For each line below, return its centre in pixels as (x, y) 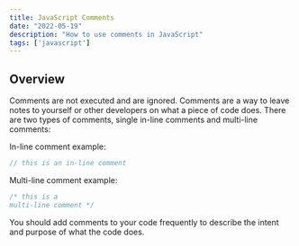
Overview (37, 79)
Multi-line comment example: (63, 180)
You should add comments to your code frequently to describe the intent (144, 222)
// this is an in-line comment (68, 163)
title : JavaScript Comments (62, 18)
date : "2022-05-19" (46, 26)
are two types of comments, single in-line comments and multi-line (134, 120)
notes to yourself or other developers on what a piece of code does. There (148, 110)
